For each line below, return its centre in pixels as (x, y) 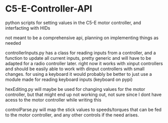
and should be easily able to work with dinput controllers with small (75, 69)
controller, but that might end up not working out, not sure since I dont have (83, 94)
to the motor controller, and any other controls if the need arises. (72, 115)
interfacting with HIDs (28, 28)
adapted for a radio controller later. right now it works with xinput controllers (84, 63)
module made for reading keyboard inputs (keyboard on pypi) (69, 79)
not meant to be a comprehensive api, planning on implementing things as (82, 38)
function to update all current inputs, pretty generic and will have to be (78, 58)
